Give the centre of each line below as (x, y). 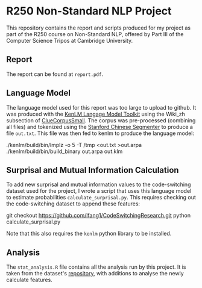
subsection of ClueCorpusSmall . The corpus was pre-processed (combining (101, 120)
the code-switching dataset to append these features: (73, 204)
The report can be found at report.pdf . (55, 74)
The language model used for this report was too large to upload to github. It (101, 107)
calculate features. (29, 280)
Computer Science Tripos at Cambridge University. (70, 40)
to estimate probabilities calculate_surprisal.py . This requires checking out (101, 198)
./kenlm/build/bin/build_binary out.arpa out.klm (65, 151)
